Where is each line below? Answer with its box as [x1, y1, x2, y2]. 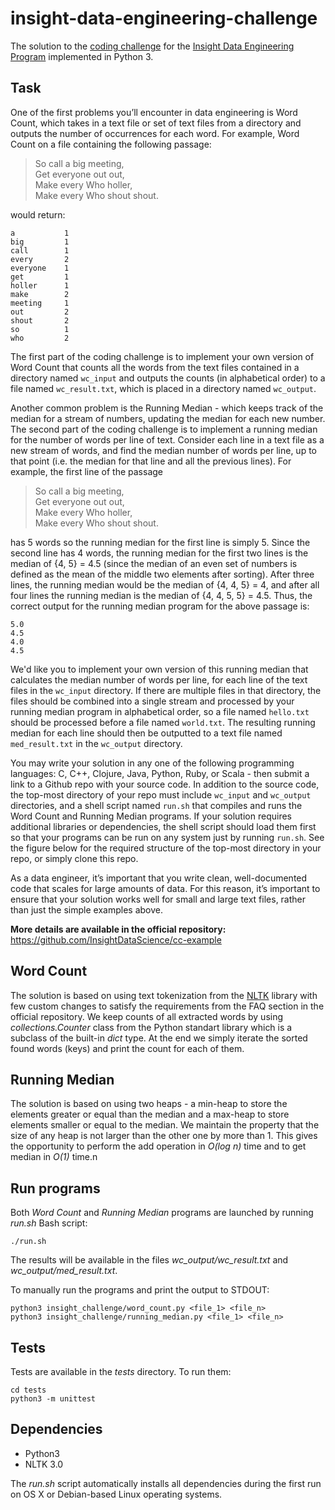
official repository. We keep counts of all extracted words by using [10, 1010, 284, 1022]
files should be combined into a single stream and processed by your [10, 695, 295, 707]
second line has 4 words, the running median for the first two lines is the [10, 547, 309, 559]
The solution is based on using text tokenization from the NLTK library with [10, 989, 318, 1001]
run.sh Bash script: [10, 1217, 88, 1229]
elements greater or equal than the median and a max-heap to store [10, 1108, 290, 1121]
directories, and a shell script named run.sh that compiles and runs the [10, 799, 303, 811]
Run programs [10, 1180, 101, 1197]
